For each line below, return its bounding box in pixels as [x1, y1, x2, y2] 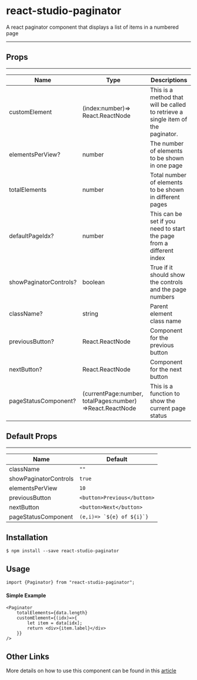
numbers [150, 292, 175, 300]
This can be [150, 209, 183, 218]
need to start [150, 224, 186, 232]
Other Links [6, 651, 50, 661]
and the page [150, 285, 186, 293]
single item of [150, 115, 188, 123]
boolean [82, 278, 105, 286]
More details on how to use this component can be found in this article [6, 667, 177, 674]
